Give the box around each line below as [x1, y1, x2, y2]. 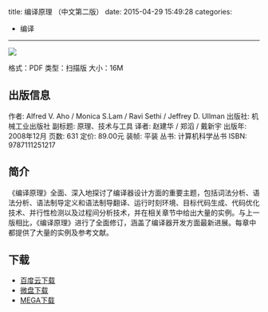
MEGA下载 [19, 295, 55, 305]
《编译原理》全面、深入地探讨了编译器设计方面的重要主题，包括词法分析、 [8, 188, 253, 197]
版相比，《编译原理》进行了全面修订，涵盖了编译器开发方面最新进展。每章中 [8, 217, 257, 227]
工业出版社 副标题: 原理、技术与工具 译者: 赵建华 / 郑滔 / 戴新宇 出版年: [14, 121, 247, 131]
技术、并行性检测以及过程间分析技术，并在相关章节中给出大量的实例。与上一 [8, 208, 260, 217]
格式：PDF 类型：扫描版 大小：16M [8, 63, 124, 72]
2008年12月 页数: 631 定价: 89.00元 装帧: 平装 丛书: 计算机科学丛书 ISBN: [8, 131, 247, 141]
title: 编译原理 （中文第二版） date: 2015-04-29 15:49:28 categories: [8, 7, 233, 16]
